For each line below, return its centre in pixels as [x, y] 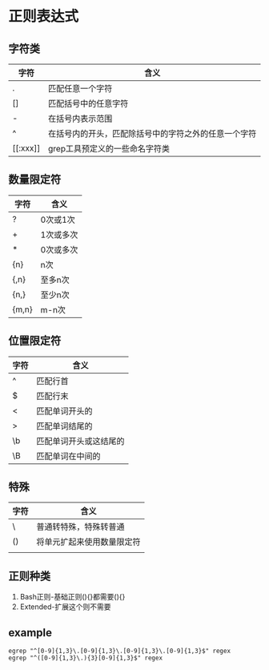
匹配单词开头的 [65, 411]
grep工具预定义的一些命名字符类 [109, 149]
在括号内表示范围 [80, 119]
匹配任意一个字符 [80, 89]
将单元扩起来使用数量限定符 [89, 542]
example [30, 633]
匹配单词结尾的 [65, 426]
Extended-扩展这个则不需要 [65, 607]
